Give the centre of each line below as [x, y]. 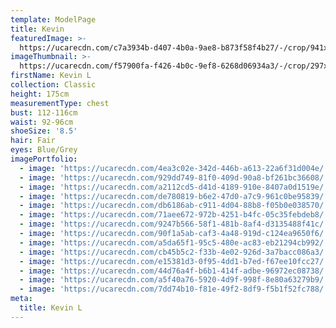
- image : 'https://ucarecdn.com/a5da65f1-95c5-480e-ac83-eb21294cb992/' [174, 242]
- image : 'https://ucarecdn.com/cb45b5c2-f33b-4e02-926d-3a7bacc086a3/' [174, 252]
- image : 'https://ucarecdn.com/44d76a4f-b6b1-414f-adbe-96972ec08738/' [174, 271]
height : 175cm [40, 94]
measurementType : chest [60, 103]
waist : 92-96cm [42, 122]
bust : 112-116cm [44, 112]
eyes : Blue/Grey [44, 150]
